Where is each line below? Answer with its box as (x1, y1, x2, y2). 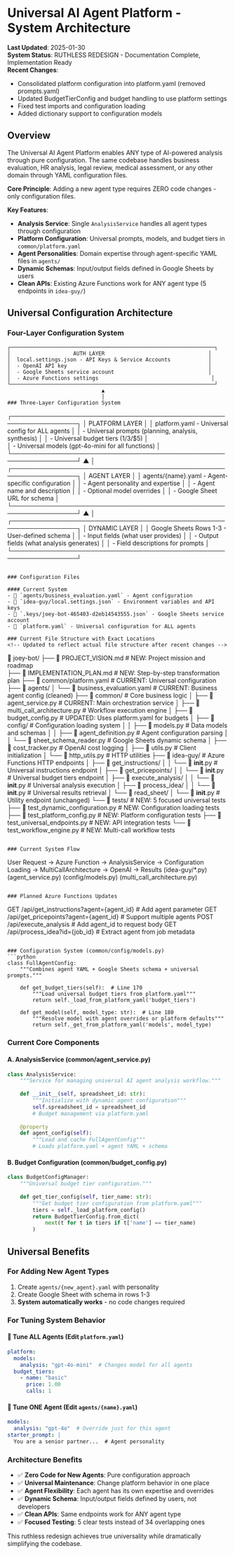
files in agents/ (17, 256, 61, 265)
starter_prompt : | (7, 1432, 61, 1439)
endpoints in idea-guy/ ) (17, 287, 86, 295)
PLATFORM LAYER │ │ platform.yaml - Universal (88, 419, 229, 427)
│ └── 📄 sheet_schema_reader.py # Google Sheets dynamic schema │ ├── (7, 736, 227, 744)
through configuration (17, 227, 81, 235)
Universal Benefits (7, 1245, 90, 1258)
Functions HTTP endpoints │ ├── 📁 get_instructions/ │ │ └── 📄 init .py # (7, 758, 218, 767)
